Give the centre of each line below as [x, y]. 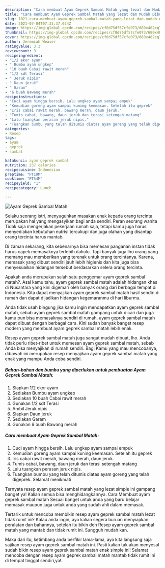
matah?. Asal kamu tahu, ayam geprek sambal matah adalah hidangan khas [81, 282]
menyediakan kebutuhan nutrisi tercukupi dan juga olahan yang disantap [79, 232]
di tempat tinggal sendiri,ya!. [34, 560]
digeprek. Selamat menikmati [41, 479]
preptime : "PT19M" [24, 174]
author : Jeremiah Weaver [30, 42]
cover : [12, 37]
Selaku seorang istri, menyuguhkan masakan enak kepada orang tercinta [79, 216]
